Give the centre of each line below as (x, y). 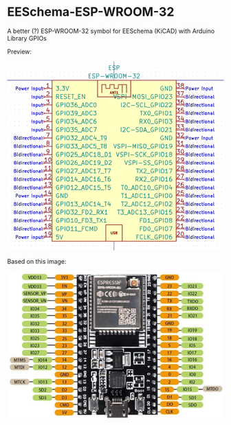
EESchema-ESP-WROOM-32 (91, 12)
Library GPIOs (27, 38)
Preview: (20, 51)
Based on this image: (37, 262)
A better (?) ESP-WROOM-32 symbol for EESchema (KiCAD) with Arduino (111, 31)
